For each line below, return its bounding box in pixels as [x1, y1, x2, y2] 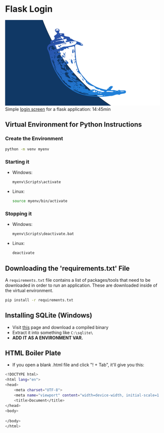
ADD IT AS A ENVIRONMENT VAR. [12, 335, 83, 341]
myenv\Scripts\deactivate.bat [12, 232, 75, 237]
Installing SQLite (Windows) [5, 311, 92, 320]
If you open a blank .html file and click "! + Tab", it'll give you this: [12, 362, 145, 368]
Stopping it [5, 210, 32, 217]
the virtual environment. [5, 287, 54, 293]
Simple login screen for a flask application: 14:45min [5, 106, 111, 112]
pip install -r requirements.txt [5, 298, 74, 302]
